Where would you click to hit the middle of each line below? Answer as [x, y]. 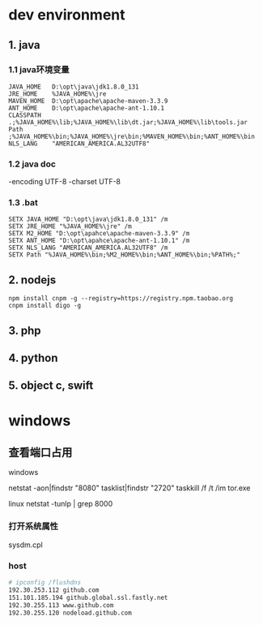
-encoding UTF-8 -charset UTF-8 [65, 182]
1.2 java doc [32, 164]
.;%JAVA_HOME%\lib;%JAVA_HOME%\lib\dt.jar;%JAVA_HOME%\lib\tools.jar [128, 122]
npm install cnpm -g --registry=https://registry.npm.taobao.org [121, 299]
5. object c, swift [51, 386]
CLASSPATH [25, 115]
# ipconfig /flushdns [45, 583]
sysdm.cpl [25, 545]
